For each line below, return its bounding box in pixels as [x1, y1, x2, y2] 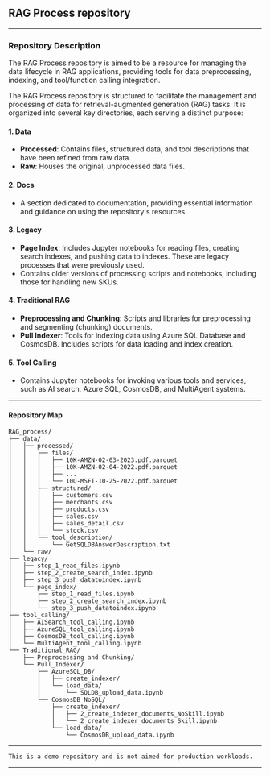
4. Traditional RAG [8, 296, 71, 305]
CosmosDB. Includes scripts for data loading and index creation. [19, 338, 234, 349]
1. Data [8, 127, 32, 136]
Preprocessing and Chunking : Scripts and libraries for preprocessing [19, 313, 252, 323]
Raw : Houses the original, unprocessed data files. [19, 161, 186, 172]
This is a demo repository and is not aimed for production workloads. [8, 753, 253, 761]
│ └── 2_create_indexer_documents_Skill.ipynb [51, 717, 218, 725]
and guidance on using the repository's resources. [19, 206, 187, 216]
